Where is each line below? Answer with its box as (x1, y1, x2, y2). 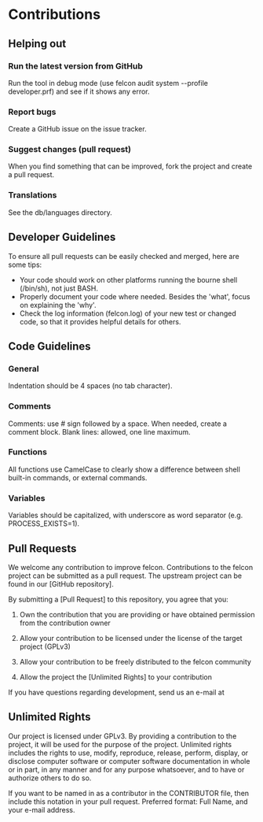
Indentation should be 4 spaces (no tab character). (8, 381, 173, 391)
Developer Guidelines (8, 231, 116, 244)
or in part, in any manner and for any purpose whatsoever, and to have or (8, 765, 245, 774)
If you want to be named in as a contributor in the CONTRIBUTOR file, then (8, 788, 250, 798)
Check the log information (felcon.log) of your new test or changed (19, 309, 237, 318)
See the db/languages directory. (8, 207, 112, 217)
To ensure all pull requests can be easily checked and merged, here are (8, 251, 239, 261)
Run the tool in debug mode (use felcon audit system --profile (8, 78, 208, 87)
